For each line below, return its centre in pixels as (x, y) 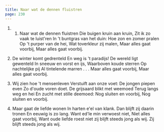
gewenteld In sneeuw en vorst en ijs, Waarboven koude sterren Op (79, 64)
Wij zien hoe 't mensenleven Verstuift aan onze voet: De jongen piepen (83, 83)
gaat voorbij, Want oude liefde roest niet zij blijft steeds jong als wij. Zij (83, 119)
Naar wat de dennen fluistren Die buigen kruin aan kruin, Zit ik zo (85, 33)
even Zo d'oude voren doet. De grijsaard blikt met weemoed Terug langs (85, 88)
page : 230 (15, 14)
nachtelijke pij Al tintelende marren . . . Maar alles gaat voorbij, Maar (81, 68)
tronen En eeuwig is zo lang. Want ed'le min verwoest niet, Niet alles (81, 113)
